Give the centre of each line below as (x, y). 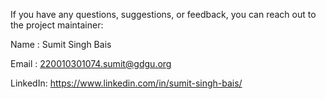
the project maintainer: (57, 25)
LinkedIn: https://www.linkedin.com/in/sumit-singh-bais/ (126, 83)
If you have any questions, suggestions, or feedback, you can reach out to (163, 14)
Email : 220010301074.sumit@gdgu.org (91, 63)
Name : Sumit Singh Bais (61, 44)
